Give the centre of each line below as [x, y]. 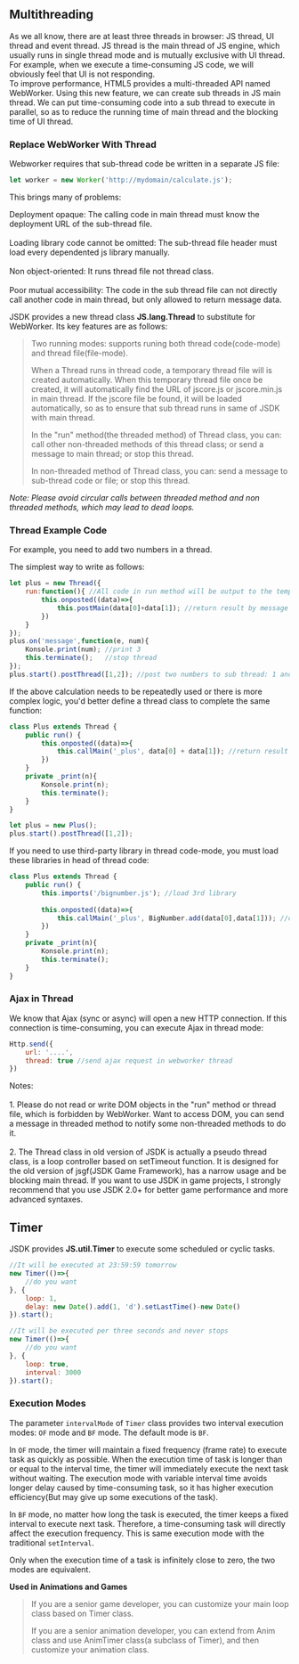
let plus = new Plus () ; [53, 826]
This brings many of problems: [65, 197]
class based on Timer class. [82, 1613]
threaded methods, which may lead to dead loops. [102, 507]
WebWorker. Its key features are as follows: [89, 326]
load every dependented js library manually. [90, 252]
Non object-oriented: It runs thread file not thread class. [112, 271]
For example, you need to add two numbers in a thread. [111, 550]
